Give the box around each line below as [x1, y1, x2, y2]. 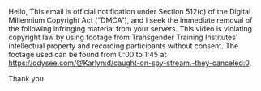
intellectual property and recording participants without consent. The [8, 41, 239, 51]
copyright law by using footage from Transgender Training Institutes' [8, 32, 238, 42]
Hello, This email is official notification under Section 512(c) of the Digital [8, 7, 251, 16]
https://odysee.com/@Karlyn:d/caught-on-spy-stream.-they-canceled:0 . [8, 58, 252, 68]
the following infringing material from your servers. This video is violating [8, 24, 253, 33]
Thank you [8, 74, 45, 83]
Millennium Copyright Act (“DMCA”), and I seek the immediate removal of [8, 15, 253, 25]
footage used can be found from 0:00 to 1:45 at [8, 50, 167, 59]
